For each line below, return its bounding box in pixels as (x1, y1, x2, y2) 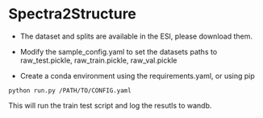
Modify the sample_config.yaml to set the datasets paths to (19, 47, 218, 56)
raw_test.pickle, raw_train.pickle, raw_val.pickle (19, 55, 177, 65)
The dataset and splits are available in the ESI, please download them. (19, 31, 253, 41)
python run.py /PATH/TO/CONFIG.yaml (8, 86, 131, 95)
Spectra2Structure (8, 5, 137, 23)
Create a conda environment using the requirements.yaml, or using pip (19, 71, 256, 80)
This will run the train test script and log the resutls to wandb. (8, 100, 212, 110)
